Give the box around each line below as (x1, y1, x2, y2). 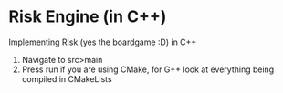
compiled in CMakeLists (21, 73, 112, 84)
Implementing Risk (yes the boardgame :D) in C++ (8, 36, 197, 47)
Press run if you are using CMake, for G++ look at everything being (21, 64, 275, 75)
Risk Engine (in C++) (8, 6, 167, 27)
